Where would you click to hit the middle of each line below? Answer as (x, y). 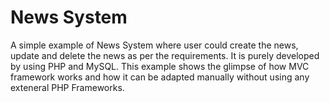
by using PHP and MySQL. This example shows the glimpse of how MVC (160, 66)
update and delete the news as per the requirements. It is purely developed (165, 55)
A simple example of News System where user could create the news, (154, 45)
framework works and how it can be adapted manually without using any (160, 77)
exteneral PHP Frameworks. (67, 87)
